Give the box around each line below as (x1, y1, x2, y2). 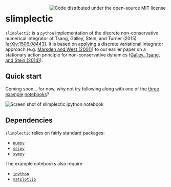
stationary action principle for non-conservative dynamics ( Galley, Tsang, (5, 51, 160, 58)
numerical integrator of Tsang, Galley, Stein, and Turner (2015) (5, 35, 137, 41)
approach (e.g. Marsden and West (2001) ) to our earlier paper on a (5, 46, 146, 52)
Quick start (5, 72, 42, 81)
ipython (12, 171, 29, 177)
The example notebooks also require (5, 160, 83, 166)
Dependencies (5, 116, 53, 125)
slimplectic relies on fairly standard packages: (5, 129, 105, 136)
